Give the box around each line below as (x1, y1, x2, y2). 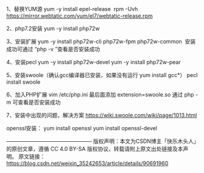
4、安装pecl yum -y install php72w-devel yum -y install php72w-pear (6, 59, 181, 65)
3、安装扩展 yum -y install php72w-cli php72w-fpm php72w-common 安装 (6, 38, 196, 45)
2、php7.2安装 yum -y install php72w (6, 25, 100, 32)
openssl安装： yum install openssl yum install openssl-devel (6, 125, 157, 131)
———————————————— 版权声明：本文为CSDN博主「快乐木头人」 (6, 138, 197, 145)
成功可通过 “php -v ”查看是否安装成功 (6, 45, 100, 53)
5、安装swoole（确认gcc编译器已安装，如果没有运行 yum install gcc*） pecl (6, 72, 198, 78)
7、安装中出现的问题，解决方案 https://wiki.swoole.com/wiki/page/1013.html (6, 112, 197, 119)
